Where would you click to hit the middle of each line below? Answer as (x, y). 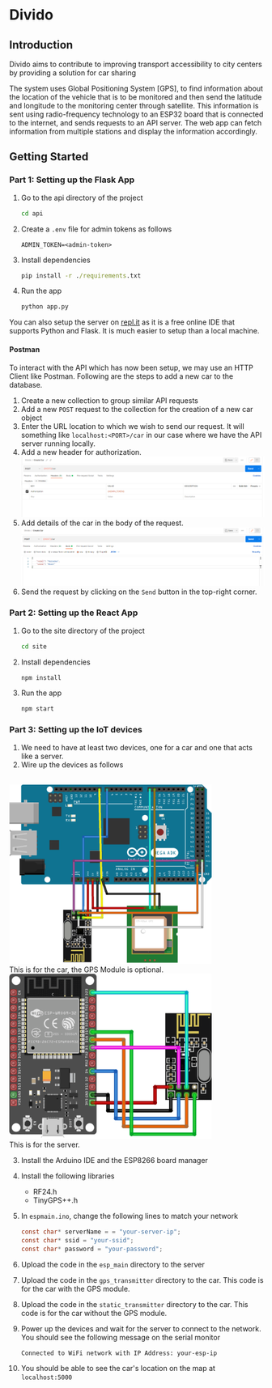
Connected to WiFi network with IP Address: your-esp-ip (119, 1353)
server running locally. (58, 444)
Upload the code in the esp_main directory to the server (113, 1264)
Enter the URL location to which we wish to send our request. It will (133, 426)
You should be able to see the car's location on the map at (118, 1368)
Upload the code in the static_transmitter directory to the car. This (134, 1304)
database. (26, 384)
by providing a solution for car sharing (73, 73)
